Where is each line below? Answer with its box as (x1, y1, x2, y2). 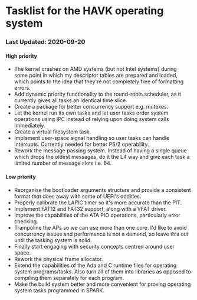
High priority (5, 52, 38, 60)
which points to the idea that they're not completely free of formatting (14, 78, 184, 85)
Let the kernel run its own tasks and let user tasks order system (14, 109, 169, 116)
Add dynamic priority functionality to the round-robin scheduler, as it (14, 90, 181, 98)
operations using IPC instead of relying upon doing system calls (14, 116, 169, 123)
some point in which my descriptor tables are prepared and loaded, (14, 72, 178, 79)
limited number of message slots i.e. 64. (14, 159, 112, 167)
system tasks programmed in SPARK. (14, 286, 104, 294)
